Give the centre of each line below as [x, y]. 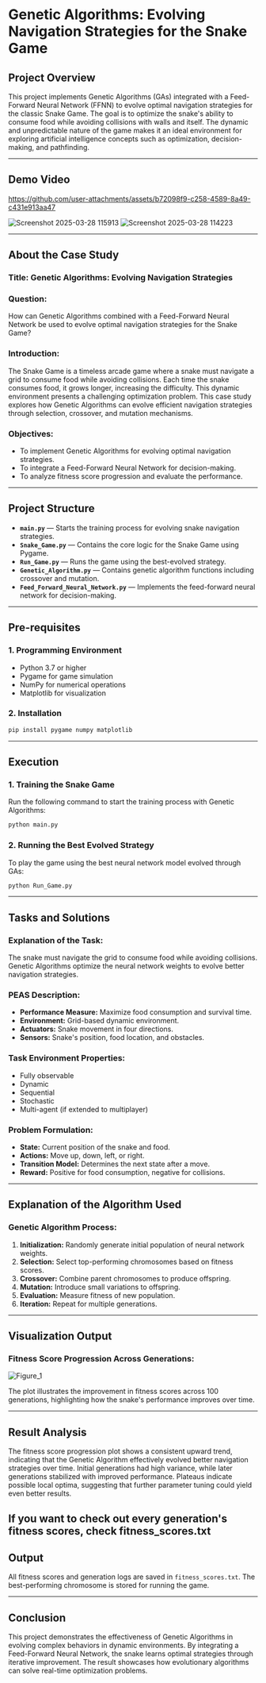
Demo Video [39, 180]
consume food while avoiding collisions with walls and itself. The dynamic [129, 122]
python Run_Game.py [40, 886]
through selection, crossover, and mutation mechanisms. [101, 413]
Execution [34, 763]
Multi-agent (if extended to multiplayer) [84, 1109]
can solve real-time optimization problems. [78, 1671]
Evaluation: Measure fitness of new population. [97, 1295]
